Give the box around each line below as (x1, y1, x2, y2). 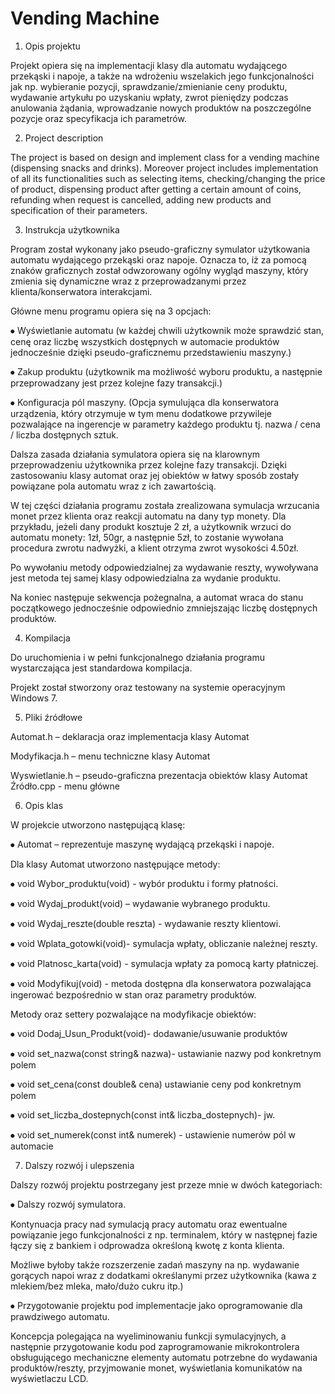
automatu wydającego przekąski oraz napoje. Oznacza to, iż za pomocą (10, 253, 307, 266)
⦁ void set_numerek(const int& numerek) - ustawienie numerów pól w (10, 1128, 296, 1141)
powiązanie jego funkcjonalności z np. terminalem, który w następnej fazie (10, 1228, 318, 1241)
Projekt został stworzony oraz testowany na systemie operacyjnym (10, 681, 286, 693)
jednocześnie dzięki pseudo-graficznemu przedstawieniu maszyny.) (10, 346, 292, 358)
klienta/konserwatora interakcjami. (10, 285, 153, 297)
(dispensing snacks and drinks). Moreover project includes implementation (10, 162, 319, 174)
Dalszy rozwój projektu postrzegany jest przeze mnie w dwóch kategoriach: (10, 1178, 323, 1191)
